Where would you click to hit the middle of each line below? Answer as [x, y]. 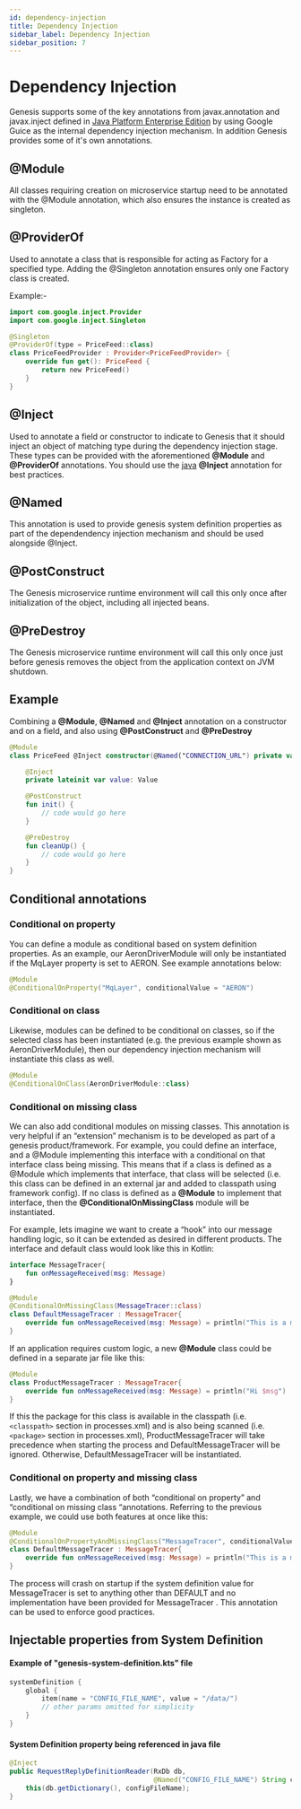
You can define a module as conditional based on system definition [133, 944]
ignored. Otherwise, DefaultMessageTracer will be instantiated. [125, 1455]
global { [42, 1691]
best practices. [37, 474]
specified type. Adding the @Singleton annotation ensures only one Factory [149, 268]
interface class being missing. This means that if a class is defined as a [140, 1164]
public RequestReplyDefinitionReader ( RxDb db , [98, 1771]
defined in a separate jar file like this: [77, 1358]
